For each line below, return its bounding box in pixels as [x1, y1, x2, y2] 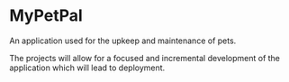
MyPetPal [9, 5, 83, 26]
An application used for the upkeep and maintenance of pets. [9, 35, 237, 46]
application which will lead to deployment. [9, 62, 166, 73]
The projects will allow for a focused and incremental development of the [9, 52, 281, 63]
